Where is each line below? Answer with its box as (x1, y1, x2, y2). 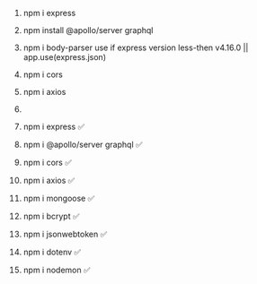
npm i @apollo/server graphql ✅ (22, 139, 143, 150)
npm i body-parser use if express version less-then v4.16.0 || (22, 42, 249, 53)
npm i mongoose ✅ (22, 193, 95, 203)
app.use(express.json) (22, 52, 107, 62)
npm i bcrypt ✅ (22, 211, 80, 221)
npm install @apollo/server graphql (22, 25, 154, 35)
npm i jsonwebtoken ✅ (22, 228, 107, 239)
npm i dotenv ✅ (22, 246, 82, 257)
